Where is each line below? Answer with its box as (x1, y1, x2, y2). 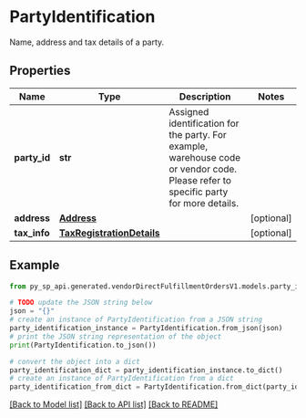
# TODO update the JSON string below (9, 298, 153, 308)
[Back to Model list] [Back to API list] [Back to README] (9, 399, 219, 410)
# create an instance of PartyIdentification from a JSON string (9, 315, 262, 325)
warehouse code (168, 151, 241, 163)
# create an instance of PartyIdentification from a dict (9, 374, 234, 383)
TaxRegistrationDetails (58, 226, 160, 239)
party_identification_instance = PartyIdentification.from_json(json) (9, 324, 283, 333)
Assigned (168, 105, 209, 118)
